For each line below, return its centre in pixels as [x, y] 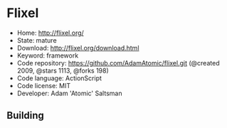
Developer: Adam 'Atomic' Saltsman [69, 93]
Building [25, 116]
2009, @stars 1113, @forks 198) [63, 70]
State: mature [37, 40]
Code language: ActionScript [59, 78]
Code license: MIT [44, 85]
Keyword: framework [48, 55]
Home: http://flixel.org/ [51, 33]
